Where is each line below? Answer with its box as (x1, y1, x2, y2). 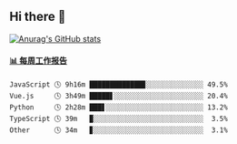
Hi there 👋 (9, 9, 66, 25)
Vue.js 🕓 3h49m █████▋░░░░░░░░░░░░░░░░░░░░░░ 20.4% (9, 92, 229, 101)
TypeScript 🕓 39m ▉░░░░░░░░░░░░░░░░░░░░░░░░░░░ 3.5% (9, 115, 229, 124)
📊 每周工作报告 (9, 56, 68, 67)
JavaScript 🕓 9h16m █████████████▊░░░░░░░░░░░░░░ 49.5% (9, 80, 229, 89)
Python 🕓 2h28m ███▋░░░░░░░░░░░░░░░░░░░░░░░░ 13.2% (9, 103, 229, 112)
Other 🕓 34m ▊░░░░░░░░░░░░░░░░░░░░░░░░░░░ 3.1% (9, 126, 229, 135)
